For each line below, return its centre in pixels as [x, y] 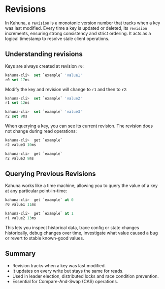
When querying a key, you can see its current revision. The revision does [79, 126]
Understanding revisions [44, 54]
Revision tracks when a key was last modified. [59, 265]
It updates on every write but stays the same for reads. [68, 271]
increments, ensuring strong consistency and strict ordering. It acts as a [78, 33]
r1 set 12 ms [17, 103]
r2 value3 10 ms [21, 144]
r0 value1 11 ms [21, 205]
